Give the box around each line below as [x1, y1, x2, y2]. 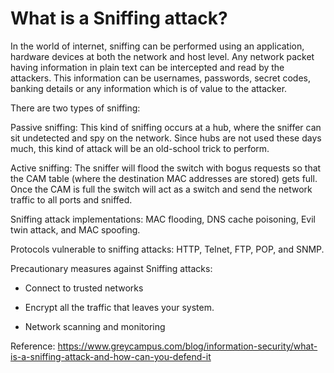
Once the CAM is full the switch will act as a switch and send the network [10, 183, 313, 195]
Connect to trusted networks [24, 282, 144, 294]
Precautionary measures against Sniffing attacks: [10, 262, 213, 274]
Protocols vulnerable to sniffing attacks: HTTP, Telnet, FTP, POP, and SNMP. [10, 243, 325, 255]
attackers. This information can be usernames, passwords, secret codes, [10, 72, 312, 84]
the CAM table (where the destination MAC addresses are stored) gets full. [10, 172, 318, 184]
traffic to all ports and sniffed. [10, 193, 133, 206]
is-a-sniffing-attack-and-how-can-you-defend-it [10, 350, 212, 362]
